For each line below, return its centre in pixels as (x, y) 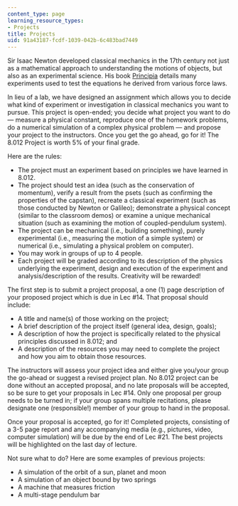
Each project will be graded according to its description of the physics (120, 261)
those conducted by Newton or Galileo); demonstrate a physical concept (124, 208)
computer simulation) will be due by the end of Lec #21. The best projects (115, 437)
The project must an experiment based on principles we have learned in (123, 170)
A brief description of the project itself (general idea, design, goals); (117, 326)
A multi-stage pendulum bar (59, 495)
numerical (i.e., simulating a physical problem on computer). (106, 246)
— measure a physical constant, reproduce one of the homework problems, (118, 120)
